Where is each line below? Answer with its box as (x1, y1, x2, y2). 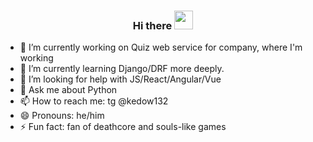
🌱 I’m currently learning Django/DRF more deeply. (19, 63, 225, 75)
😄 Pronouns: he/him (19, 110, 105, 122)
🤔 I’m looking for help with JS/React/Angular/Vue (19, 73, 222, 85)
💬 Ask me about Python (19, 84, 118, 96)
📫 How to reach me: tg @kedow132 (19, 95, 169, 107)
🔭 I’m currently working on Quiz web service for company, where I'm (19, 41, 303, 54)
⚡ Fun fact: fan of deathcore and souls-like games (19, 121, 227, 133)
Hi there (132, 18, 173, 32)
